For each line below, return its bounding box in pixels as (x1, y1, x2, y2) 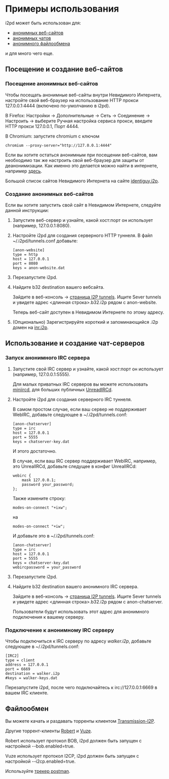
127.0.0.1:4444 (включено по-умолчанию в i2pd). (5, 103, 110, 109)
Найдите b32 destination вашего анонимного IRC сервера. (12, 583, 139, 589)
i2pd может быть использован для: (5, 20, 81, 26)
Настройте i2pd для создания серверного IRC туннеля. (12, 396, 132, 402)
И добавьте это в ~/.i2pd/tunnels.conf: (12, 532, 95, 538)
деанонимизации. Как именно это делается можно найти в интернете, (5, 162, 158, 168)
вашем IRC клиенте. (5, 690, 49, 696)
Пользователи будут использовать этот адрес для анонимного (12, 608, 149, 615)
